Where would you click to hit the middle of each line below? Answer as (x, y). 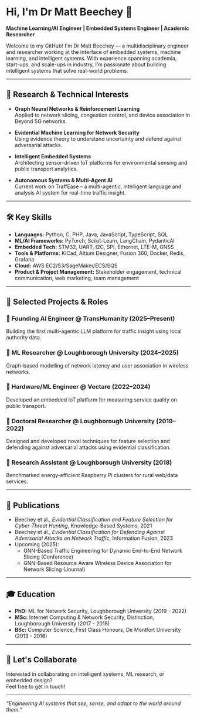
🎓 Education (31, 594)
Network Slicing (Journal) (54, 569)
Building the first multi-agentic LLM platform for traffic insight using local (94, 331)
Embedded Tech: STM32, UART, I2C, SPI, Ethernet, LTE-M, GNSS (94, 247)
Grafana (24, 259)
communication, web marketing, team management (77, 278)
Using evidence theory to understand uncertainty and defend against (98, 139)
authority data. (24, 338)
